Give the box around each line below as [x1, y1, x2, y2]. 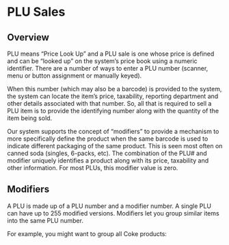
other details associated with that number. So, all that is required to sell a [7, 100, 212, 107]
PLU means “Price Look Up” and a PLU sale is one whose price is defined [7, 49, 215, 58]
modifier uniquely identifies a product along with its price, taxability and [7, 156, 209, 165]
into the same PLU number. [7, 216, 84, 224]
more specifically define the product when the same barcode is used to [7, 135, 208, 143]
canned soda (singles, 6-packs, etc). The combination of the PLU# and [7, 149, 207, 157]
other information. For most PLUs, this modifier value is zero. [7, 164, 178, 172]
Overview [7, 32, 50, 43]
